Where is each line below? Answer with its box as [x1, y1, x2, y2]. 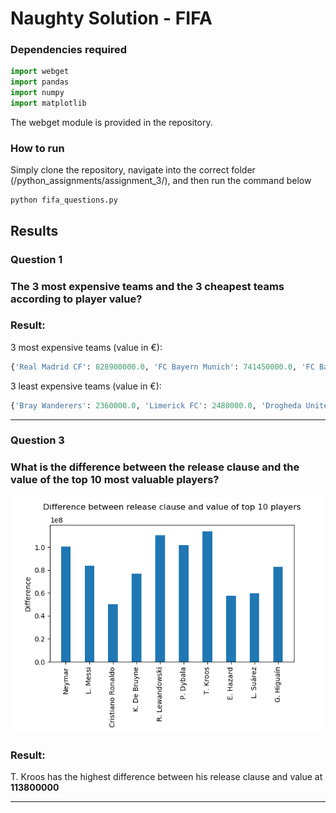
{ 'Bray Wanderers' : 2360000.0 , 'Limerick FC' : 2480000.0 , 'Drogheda [10, 400, 302, 411]
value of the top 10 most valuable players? [10, 473, 220, 487]
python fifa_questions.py [10, 195, 118, 206]
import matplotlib [10, 98, 87, 109]
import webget [10, 67, 70, 77]
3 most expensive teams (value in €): [10, 341, 163, 353]
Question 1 [10, 252, 63, 266]
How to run [10, 141, 65, 155]
